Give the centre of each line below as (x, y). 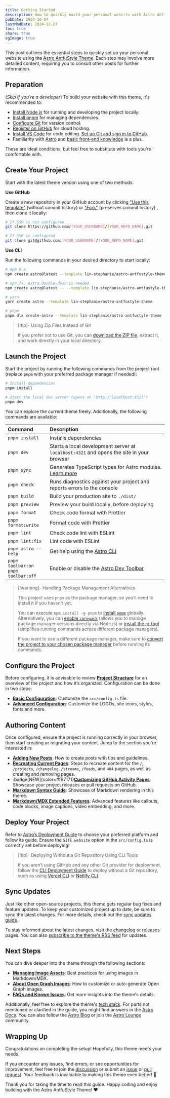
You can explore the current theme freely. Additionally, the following (76, 411)
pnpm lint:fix (25, 541)
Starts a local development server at (93, 446)
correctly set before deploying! (37, 845)
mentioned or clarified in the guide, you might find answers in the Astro (79, 1010)
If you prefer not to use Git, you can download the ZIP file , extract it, (88, 335)
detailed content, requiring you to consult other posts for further (72, 63)
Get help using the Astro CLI (83, 551)
